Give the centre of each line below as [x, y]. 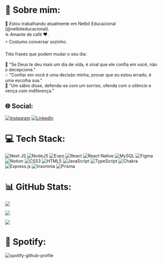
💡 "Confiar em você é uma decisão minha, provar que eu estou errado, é [78, 75]
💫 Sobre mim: [33, 10]
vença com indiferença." [30, 91]
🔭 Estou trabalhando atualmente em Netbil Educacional [60, 24]
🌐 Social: [19, 106]
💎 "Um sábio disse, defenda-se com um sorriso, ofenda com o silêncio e [78, 85]
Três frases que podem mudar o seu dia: [46, 54]
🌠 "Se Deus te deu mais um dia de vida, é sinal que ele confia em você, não [81, 64]
